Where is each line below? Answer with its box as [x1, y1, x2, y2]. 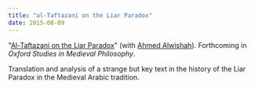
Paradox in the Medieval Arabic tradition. [8, 72, 140, 82]
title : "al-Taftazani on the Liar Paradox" [8, 11, 153, 20]
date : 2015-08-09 [8, 19, 65, 27]
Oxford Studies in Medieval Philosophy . [8, 49, 136, 58]
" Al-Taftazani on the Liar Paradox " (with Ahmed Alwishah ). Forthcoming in [8, 40, 247, 49]
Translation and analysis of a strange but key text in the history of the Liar [8, 64, 246, 73]
